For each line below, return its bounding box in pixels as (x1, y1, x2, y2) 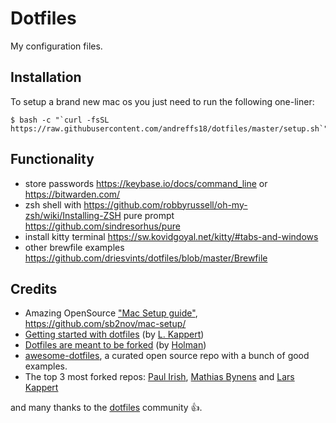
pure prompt (123, 209, 175, 221)
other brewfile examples (24, 241, 125, 253)
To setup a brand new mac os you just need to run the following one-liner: (10, 95, 315, 107)
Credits (10, 280, 58, 297)
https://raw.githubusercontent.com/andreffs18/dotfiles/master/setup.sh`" (10, 123, 329, 134)
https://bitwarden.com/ (24, 188, 121, 200)
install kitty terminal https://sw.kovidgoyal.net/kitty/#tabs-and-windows (24, 230, 319, 242)
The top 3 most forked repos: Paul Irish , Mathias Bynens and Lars (24, 371, 295, 383)
